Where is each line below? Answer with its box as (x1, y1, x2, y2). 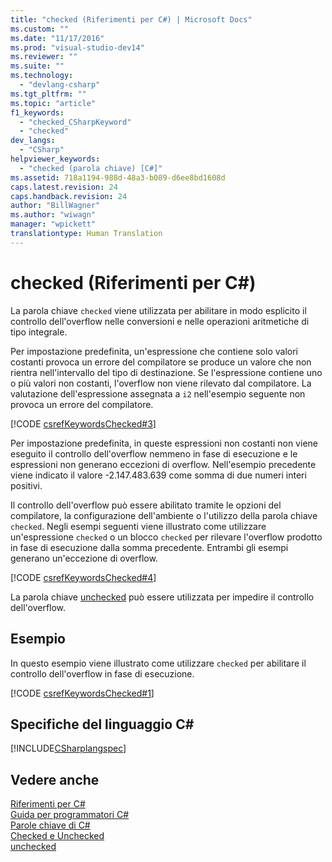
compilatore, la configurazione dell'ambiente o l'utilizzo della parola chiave (10, 509, 318, 521)
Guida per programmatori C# (10, 809, 130, 821)
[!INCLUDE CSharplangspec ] (10, 742, 127, 755)
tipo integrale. (10, 326, 68, 338)
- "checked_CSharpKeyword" (19, 117, 132, 127)
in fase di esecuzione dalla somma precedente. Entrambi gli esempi (10, 541, 289, 553)
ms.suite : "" (10, 61, 65, 71)
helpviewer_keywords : (10, 154, 101, 164)
